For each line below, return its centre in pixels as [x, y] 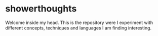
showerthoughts [41, 9]
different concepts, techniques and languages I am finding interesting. [78, 27]
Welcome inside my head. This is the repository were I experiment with [79, 22]
